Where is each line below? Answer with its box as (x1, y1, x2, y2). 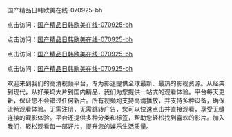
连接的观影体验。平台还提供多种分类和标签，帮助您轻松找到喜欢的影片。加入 (7, 114, 225, 122)
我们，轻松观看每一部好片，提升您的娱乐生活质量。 (7, 123, 153, 130)
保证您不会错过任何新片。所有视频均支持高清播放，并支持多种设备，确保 (19, 96, 225, 105)
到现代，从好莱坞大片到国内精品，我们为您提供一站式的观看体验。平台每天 (7, 88, 219, 96)
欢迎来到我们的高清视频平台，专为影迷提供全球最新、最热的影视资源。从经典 (7, 79, 225, 87)
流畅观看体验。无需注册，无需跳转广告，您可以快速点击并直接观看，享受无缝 (7, 105, 225, 113)
